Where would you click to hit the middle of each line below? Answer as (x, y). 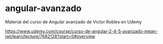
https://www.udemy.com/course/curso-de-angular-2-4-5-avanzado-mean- (81, 31)
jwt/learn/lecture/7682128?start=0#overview (50, 36)
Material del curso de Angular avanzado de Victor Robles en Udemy (73, 22)
